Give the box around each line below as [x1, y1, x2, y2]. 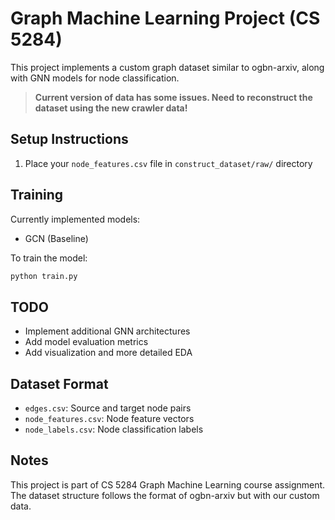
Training [10, 187, 64, 204]
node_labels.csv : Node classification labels [24, 423, 204, 436]
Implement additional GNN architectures [24, 325, 191, 337]
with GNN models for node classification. [10, 72, 180, 84]
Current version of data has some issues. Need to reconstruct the [34, 91, 313, 103]
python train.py [10, 271, 78, 281]
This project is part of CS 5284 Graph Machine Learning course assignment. [10, 478, 326, 491]
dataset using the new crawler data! [34, 102, 188, 114]
